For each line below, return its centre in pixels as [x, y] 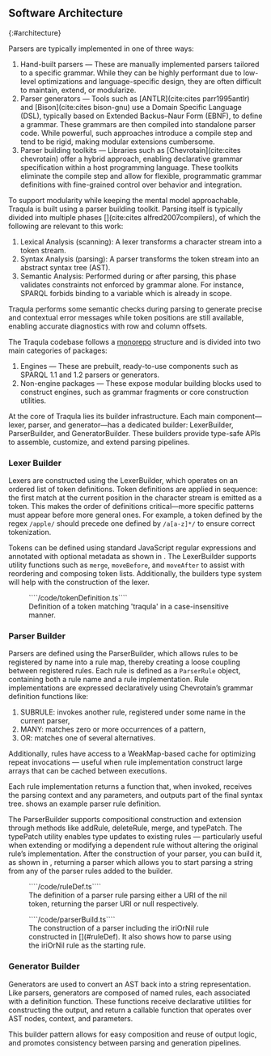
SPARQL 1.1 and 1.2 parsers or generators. [90, 375]
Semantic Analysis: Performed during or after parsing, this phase [128, 276]
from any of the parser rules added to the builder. [91, 871]
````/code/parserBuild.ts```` [72, 920]
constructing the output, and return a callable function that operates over [130, 1010]
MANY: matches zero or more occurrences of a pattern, [113, 729]
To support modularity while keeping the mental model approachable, [124, 200]
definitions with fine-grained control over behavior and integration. [131, 184]
